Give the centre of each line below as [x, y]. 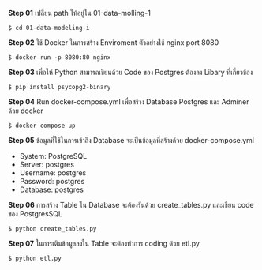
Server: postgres [47, 164]
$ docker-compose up [42, 126]
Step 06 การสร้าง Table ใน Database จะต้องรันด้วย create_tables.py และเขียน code [131, 205]
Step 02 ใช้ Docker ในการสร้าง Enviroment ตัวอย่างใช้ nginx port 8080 [114, 43]
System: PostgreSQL [53, 156]
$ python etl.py [35, 258]
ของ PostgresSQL [36, 214]
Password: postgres [52, 181]
